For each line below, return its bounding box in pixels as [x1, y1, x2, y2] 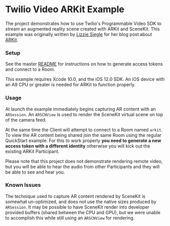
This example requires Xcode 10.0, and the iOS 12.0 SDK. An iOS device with [5, 76, 165, 82]
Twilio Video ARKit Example [5, 4, 124, 15]
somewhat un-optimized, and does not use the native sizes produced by [5, 199, 157, 205]
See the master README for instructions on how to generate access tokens [5, 61, 163, 67]
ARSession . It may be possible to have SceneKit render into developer [5, 204, 150, 210]
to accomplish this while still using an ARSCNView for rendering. [5, 215, 135, 221]
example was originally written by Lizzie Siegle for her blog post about [5, 31, 152, 37]
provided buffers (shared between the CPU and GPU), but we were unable [5, 209, 161, 215]
